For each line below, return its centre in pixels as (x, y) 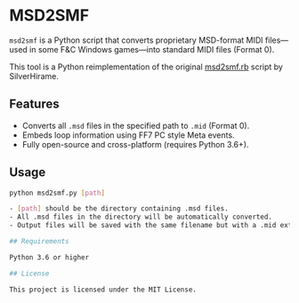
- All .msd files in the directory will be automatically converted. (141, 217)
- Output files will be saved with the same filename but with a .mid (143, 226)
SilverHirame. (34, 76)
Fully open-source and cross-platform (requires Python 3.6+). (135, 144)
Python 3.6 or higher (49, 257)
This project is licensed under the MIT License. (103, 290)
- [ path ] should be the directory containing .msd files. (119, 209)
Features (34, 104)
